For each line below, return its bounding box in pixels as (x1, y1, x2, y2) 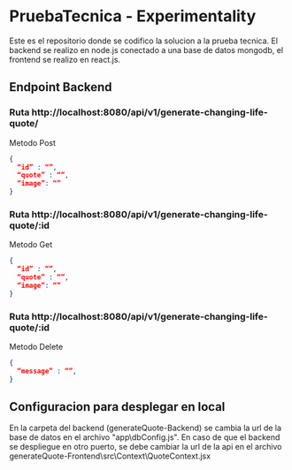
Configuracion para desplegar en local (9, 399, 226, 414)
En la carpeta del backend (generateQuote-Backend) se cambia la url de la (9, 422, 281, 434)
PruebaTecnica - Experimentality (9, 6, 257, 27)
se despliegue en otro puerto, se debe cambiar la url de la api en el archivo (9, 442, 282, 452)
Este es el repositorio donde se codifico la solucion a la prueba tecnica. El (9, 35, 279, 46)
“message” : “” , (17, 367, 77, 375)
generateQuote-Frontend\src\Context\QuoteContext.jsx (9, 451, 211, 461)
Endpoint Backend (9, 80, 112, 95)
